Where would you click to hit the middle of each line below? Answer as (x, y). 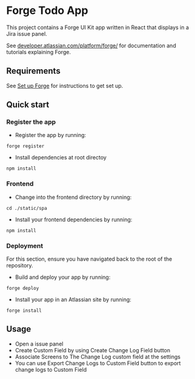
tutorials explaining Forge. (39, 52)
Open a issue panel (39, 344)
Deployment (25, 246)
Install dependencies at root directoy (61, 158)
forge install (24, 311)
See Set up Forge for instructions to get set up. (65, 86)
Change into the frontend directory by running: (73, 197)
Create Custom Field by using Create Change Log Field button (93, 350)
